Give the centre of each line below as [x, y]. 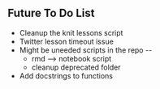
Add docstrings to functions [66, 75]
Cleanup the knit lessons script [71, 32]
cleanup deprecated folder [76, 67]
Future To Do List [51, 13]
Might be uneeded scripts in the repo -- [86, 50]
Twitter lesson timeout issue [67, 41]
